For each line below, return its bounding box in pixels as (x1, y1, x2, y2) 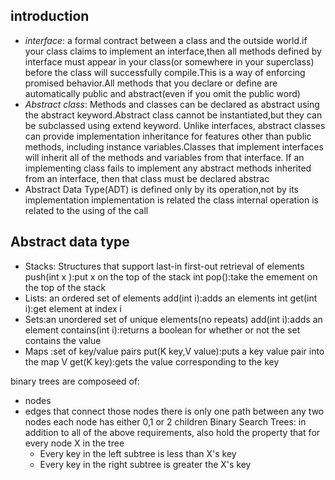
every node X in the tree (24, 437, 125, 449)
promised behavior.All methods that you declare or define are (24, 77, 278, 89)
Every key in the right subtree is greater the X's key (39, 458, 252, 470)
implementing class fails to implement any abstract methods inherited (24, 162, 312, 174)
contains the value (24, 334, 102, 346)
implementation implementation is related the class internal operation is (24, 194, 319, 206)
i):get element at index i (24, 302, 122, 314)
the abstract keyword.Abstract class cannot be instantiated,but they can (24, 109, 323, 121)
